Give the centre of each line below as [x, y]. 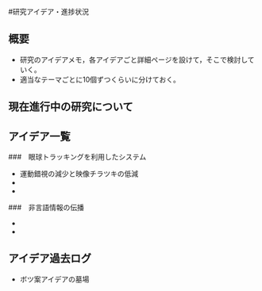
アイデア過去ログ [50, 259]
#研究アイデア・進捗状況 [49, 11]
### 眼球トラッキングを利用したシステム [77, 157]
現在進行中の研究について [71, 107]
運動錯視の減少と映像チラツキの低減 [79, 174]
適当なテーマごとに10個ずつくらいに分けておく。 [100, 79]
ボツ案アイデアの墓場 [54, 279]
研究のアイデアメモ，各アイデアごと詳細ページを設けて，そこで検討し [134, 59]
